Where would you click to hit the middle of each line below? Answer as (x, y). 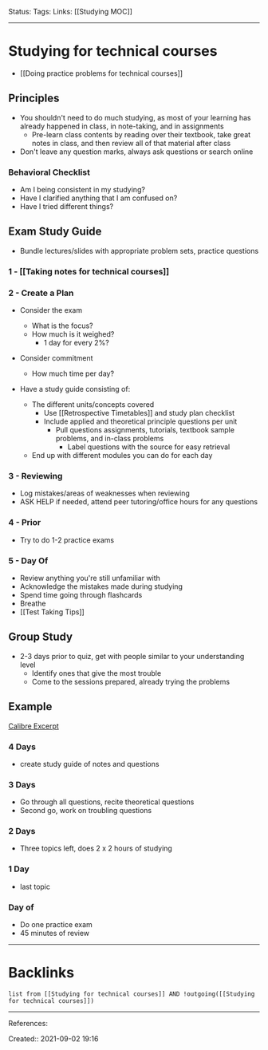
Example (30, 707)
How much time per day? (73, 373)
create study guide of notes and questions (89, 764)
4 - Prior (25, 523)
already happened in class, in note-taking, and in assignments (122, 126)
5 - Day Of (28, 560)
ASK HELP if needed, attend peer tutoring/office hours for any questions (138, 502)
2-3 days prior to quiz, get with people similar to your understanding (132, 656)
